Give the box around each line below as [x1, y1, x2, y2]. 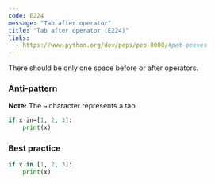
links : [8, 33, 30, 42]
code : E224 [8, 11, 44, 20]
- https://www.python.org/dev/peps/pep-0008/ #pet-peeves [15, 41, 208, 49]
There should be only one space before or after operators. [8, 63, 199, 72]
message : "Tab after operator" [8, 19, 112, 27]
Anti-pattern [8, 83, 58, 94]
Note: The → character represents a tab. [8, 101, 138, 111]
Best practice [8, 143, 61, 154]
